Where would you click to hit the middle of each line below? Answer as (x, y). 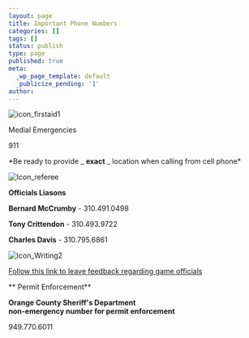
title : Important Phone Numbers (63, 24)
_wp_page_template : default (63, 76)
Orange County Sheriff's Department (72, 303)
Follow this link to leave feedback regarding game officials (105, 272)
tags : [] (23, 39)
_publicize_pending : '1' (58, 83)
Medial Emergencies (43, 130)
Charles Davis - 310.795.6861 (58, 240)
